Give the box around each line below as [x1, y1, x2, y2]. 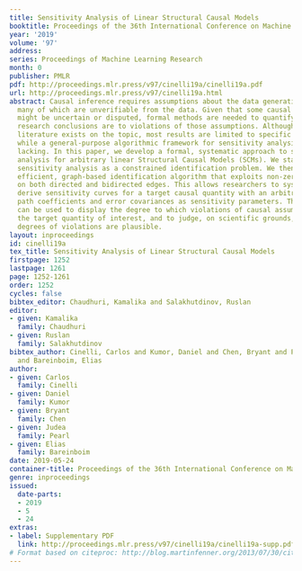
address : [9, 47, 42, 56]
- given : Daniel [9, 389, 70, 398]
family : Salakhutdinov [17, 339, 102, 348]
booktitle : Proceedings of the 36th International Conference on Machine [9, 22, 292, 31]
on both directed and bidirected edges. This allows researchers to [17, 181, 280, 190]
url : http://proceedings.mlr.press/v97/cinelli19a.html [9, 88, 223, 97]
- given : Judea [9, 423, 67, 432]
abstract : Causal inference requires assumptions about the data [9, 96, 259, 106]
